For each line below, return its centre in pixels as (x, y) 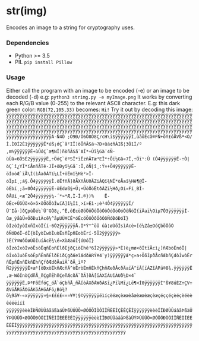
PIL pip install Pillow (43, 62)
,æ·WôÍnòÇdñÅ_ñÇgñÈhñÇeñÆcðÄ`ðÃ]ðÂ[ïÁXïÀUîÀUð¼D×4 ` (71, 275)
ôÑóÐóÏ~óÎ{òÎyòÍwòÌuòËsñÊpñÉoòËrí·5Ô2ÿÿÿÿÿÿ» (63, 233)
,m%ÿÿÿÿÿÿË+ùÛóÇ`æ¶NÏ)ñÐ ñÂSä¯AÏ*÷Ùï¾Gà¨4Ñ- (61, 151)
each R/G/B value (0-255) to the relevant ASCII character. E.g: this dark (93, 103)
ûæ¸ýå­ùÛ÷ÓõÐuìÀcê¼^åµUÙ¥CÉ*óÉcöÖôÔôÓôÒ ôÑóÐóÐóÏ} (67, 218)
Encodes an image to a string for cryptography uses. (71, 27)
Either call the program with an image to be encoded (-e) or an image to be (98, 90)
